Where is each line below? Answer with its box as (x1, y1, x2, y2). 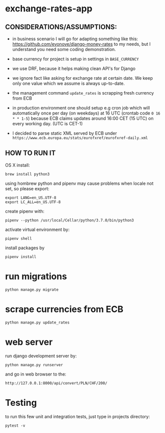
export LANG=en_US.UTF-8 (5, 195, 56, 200)
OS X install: (5, 162, 30, 168)
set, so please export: (5, 185, 50, 191)
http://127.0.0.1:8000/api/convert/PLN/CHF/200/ (5, 380, 108, 385)
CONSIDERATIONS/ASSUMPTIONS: (5, 23, 117, 31)
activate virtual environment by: (5, 226, 70, 232)
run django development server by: (5, 353, 77, 359)
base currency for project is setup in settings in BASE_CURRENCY (12, 56, 139, 62)
